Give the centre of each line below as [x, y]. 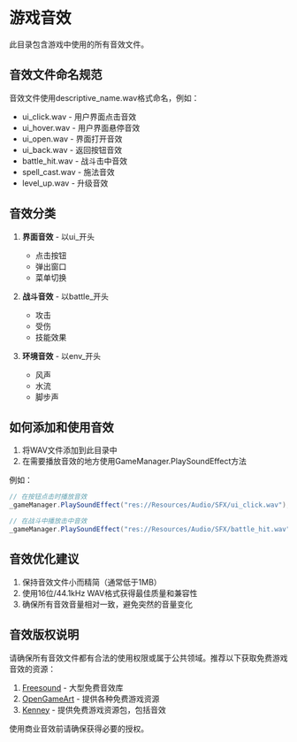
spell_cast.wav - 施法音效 [68, 172]
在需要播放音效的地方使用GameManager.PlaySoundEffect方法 [134, 462]
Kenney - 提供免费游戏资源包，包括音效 [94, 709]
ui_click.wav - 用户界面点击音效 [79, 117]
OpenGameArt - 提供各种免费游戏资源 [91, 699]
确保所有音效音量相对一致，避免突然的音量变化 [107, 604]
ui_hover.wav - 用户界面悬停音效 [81, 127]
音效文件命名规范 [56, 75]
